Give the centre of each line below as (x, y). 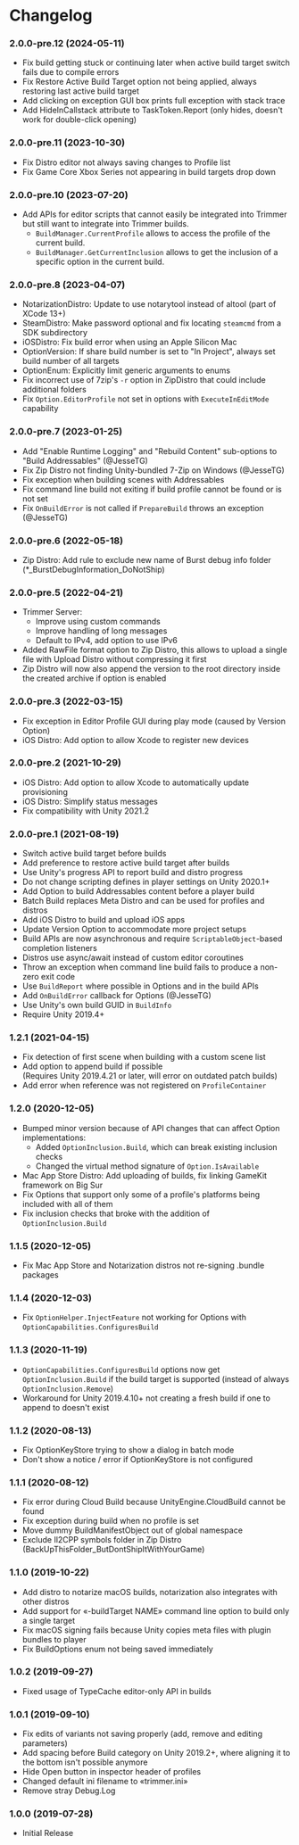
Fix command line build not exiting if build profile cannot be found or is (152, 489)
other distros (46, 1601)
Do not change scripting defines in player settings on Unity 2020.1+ (146, 882)
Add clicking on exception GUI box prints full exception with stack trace (154, 101)
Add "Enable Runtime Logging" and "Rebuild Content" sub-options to (149, 451)
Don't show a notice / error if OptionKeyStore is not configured (137, 1459)
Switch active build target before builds (94, 854)
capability (40, 409)
